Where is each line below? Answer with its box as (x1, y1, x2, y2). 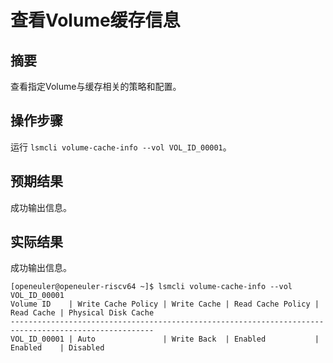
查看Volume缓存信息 (10, 9, 181, 32)
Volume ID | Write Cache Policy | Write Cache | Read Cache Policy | (10, 299, 320, 310)
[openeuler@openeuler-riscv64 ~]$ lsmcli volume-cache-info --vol (10, 282, 293, 292)
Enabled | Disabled (10, 343, 105, 353)
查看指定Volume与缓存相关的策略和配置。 (10, 81, 182, 92)
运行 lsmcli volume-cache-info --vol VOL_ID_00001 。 (10, 141, 232, 153)
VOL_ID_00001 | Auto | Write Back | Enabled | (10, 334, 320, 345)
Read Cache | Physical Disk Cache (10, 308, 155, 318)
